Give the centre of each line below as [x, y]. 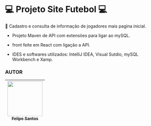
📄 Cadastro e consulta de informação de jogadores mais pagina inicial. [76, 26]
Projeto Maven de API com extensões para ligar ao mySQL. [71, 35]
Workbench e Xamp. [33, 59]
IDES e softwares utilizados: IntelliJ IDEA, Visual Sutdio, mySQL [75, 54]
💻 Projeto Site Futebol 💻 [56, 9]
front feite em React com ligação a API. [51, 45]
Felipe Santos [25, 119]
